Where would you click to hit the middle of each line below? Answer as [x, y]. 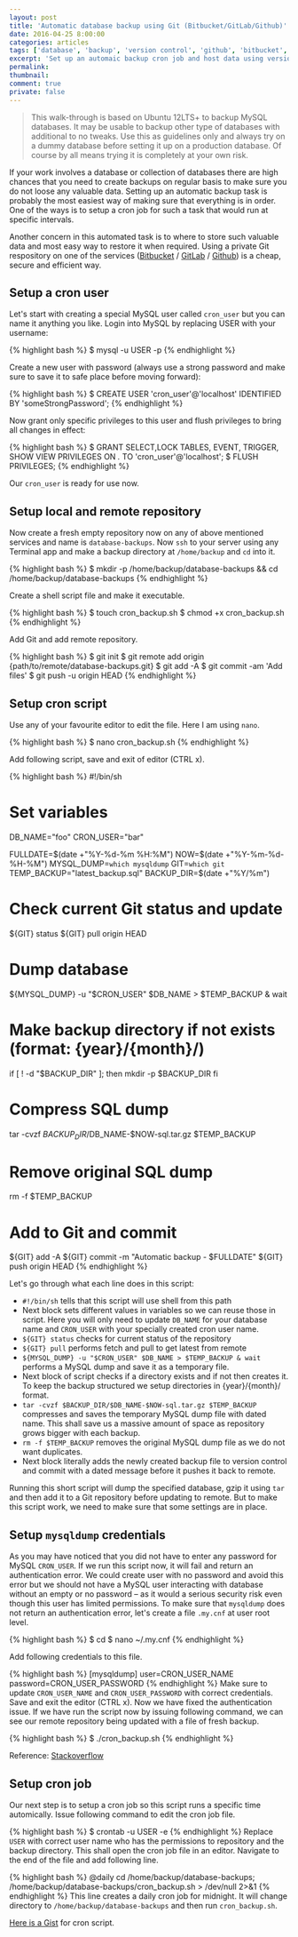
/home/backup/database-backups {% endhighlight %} [109, 578]
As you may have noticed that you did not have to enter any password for [143, 1557]
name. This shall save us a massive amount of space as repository [143, 1423]
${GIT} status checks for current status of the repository [127, 1339]
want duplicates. [52, 1452]
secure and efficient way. [55, 265]
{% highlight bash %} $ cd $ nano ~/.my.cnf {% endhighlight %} [126, 1639]
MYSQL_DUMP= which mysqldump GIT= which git [137, 864]
